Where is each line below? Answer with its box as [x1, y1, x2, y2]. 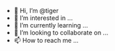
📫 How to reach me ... [13, 37, 79, 44]
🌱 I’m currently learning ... [13, 21, 89, 29]
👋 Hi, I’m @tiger [13, 7, 59, 14]
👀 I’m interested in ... [13, 14, 73, 22]
